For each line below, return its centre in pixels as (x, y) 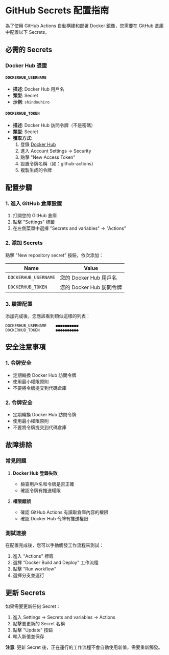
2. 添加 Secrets (24, 243)
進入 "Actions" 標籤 (33, 556)
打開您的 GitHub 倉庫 (35, 216)
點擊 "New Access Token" (48, 157)
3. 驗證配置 (19, 304)
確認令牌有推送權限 (41, 490)
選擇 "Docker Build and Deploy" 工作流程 (55, 562)
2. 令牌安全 (19, 403)
